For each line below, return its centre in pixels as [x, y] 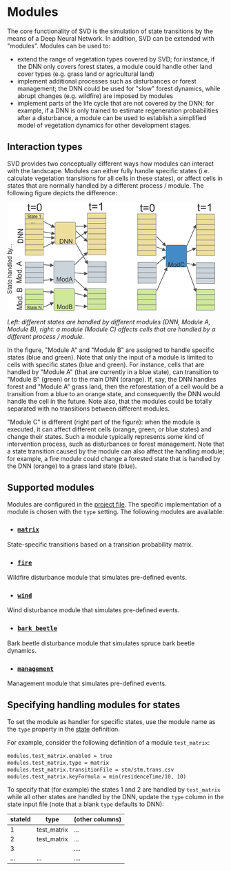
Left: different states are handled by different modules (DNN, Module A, [109, 322]
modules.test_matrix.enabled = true [60, 756]
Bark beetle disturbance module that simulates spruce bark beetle [101, 643]
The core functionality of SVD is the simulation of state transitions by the [110, 31]
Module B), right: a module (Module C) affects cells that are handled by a [111, 329]
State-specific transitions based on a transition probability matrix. [100, 544]
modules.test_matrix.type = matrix [58, 763]
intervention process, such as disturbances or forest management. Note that [116, 444]
